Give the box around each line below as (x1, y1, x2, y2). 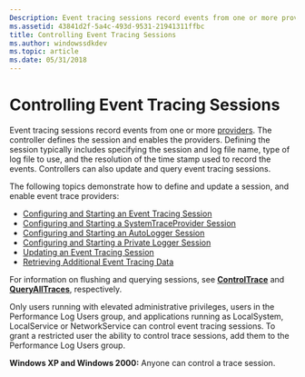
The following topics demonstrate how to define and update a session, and (9, 181, 290, 192)
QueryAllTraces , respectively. (9, 283, 123, 294)
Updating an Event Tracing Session (22, 246, 154, 257)
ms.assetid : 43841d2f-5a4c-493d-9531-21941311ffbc (9, 22, 205, 31)
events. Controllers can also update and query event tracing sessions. (9, 163, 271, 174)
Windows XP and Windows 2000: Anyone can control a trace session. (9, 357, 276, 368)
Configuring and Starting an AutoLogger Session (22, 227, 205, 238)
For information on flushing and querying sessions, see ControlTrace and (9, 273, 285, 284)
